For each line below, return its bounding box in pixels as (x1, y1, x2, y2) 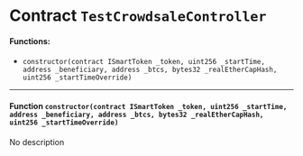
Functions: (9, 35, 51, 46)
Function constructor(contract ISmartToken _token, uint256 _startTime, (9, 100, 288, 111)
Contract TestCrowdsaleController (9, 5, 267, 26)
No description (9, 136, 65, 147)
